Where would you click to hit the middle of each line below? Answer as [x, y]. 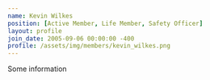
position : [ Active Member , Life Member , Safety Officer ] [105, 23]
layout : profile [35, 31]
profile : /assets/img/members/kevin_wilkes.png [89, 46]
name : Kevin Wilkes [40, 16]
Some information [37, 69]
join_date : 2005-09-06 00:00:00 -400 [71, 38]
